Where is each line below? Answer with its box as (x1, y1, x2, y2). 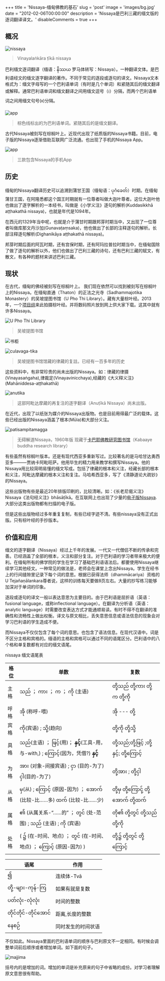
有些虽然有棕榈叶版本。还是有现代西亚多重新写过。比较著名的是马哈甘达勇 (5, 453, 156, 459)
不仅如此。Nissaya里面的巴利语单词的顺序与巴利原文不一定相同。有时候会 (5, 938, 155, 944)
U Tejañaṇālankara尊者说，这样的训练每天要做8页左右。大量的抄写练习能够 (5, 578, 157, 584)
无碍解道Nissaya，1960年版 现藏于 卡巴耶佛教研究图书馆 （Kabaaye (17, 437, 152, 443)
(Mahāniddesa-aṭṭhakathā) (5, 381, 59, 386)
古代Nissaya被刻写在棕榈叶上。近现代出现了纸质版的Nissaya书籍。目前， (5, 130, 154, 136)
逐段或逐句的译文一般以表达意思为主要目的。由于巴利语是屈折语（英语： (5, 595, 151, 600)
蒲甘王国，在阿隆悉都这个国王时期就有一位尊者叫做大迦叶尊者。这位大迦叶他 (5, 196, 160, 202)
